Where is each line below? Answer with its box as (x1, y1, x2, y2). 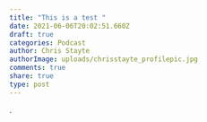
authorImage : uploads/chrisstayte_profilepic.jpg (9, 55, 199, 64)
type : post (9, 80, 50, 89)
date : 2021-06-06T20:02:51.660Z (9, 22, 130, 30)
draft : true (9, 30, 54, 39)
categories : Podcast (9, 38, 87, 48)
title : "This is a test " (9, 13, 106, 22)
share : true (9, 72, 54, 81)
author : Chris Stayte (9, 47, 91, 56)
